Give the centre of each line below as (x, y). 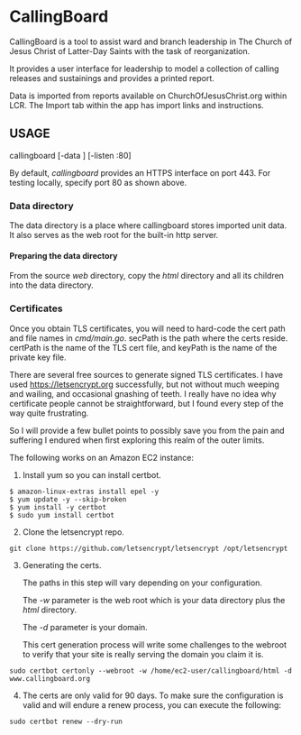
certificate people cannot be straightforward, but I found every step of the (146, 403)
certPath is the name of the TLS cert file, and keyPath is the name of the (143, 347)
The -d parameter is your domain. (85, 627)
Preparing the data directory (64, 255)
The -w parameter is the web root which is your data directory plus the (154, 600)
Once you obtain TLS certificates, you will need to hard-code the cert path (147, 328)
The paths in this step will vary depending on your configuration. (142, 583)
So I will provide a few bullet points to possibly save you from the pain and (147, 430)
